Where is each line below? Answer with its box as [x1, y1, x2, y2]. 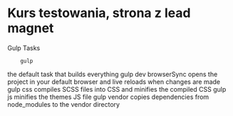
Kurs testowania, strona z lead [7, 5, 191, 21]
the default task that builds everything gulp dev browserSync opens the [7, 70, 218, 78]
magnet [7, 20, 54, 36]
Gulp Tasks [7, 43, 41, 52]
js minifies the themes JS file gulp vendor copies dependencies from [7, 93, 209, 101]
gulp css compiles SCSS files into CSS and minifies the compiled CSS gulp [7, 85, 227, 93]
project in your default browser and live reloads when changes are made [7, 77, 221, 86]
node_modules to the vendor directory [7, 100, 120, 108]
